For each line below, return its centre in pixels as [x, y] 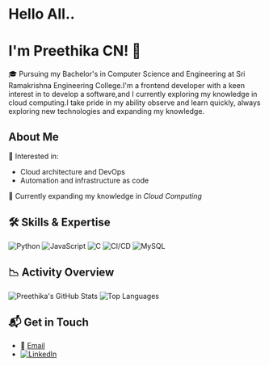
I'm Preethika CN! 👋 [75, 51]
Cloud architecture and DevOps [72, 171]
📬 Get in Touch [48, 322]
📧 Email [33, 346]
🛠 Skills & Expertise [59, 223]
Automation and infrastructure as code [84, 180]
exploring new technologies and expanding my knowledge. [106, 111]
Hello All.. [42, 14]
